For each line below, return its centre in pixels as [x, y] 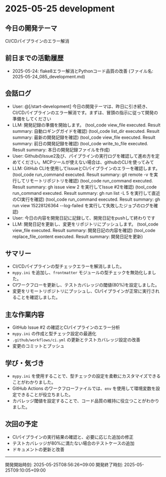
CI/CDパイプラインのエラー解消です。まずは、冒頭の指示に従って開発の [85, 113]
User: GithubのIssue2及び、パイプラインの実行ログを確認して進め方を [84, 156]
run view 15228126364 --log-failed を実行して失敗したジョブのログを [83, 205]
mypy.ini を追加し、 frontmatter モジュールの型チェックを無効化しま [82, 273]
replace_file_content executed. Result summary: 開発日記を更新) [78, 237]
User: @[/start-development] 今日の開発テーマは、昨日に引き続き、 [81, 106]
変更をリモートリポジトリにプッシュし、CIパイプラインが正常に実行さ [84, 291]
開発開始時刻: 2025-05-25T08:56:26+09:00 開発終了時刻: [64, 465]
